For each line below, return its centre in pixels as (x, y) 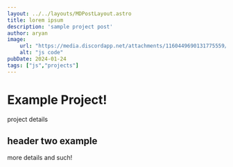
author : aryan (28, 33)
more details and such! (40, 158)
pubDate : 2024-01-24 (37, 59)
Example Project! (57, 100)
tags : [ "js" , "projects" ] (43, 65)
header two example (52, 141)
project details (28, 119)
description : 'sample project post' (60, 26)
